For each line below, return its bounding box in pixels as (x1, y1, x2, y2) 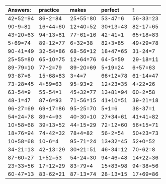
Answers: (8, 7, 31, 13)
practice (39, 7, 59, 13)
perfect (101, 7, 120, 13)
